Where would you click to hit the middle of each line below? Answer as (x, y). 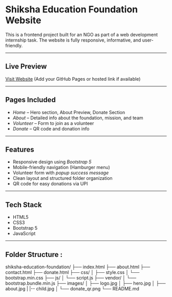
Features (20, 149)
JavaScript (24, 234)
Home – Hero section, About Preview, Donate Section (69, 112)
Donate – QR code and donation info (51, 128)
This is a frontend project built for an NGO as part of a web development (82, 34)
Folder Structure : (34, 255)
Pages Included (31, 100)
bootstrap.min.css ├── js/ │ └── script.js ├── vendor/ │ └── (71, 278)
